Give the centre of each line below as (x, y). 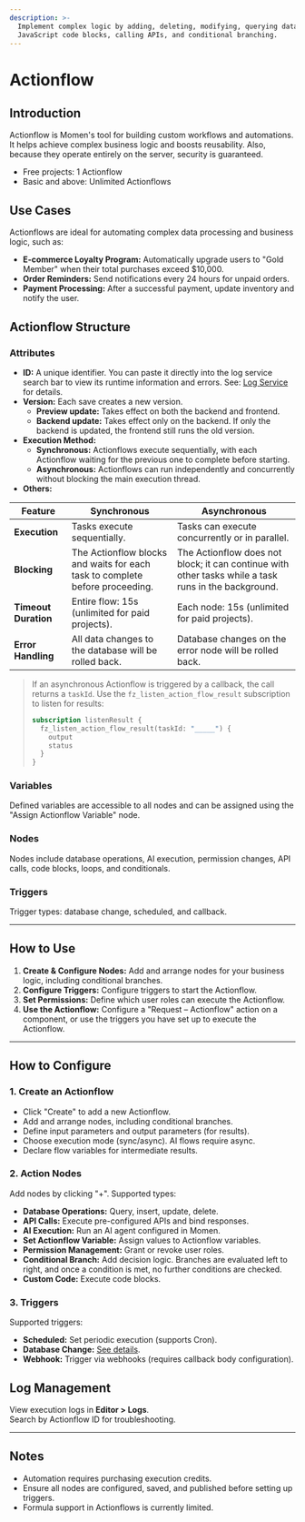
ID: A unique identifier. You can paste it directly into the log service (148, 372)
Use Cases (40, 210)
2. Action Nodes (45, 1174)
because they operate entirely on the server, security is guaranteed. (136, 155)
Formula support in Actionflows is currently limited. (118, 1507)
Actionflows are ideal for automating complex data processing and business (152, 232)
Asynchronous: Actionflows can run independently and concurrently (165, 469)
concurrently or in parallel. (233, 538)
